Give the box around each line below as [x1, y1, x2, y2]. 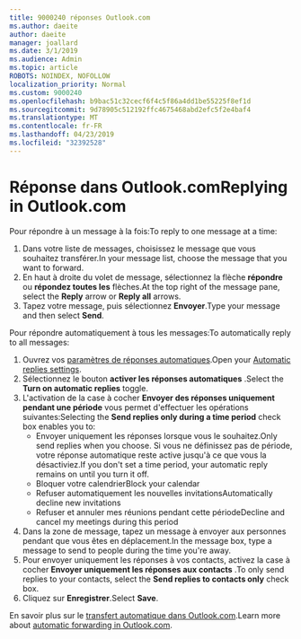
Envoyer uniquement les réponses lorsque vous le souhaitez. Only [35, 430, 279, 441]
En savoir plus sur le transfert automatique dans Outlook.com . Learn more [9, 609, 281, 620]
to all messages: [9, 337, 70, 347]
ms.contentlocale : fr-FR [9, 122, 102, 131]
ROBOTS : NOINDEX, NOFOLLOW [9, 72, 111, 81]
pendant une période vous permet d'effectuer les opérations [22, 401, 249, 413]
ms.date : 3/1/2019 [9, 47, 78, 56]
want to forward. [22, 262, 84, 273]
